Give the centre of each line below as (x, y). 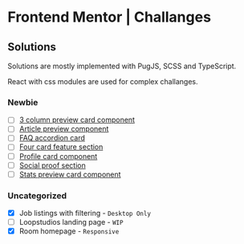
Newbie (23, 102)
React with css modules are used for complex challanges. (103, 81)
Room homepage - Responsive (69, 231)
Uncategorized (37, 195)
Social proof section (52, 165)
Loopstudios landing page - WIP (71, 222)
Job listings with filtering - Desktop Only (85, 213)
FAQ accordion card (52, 138)
